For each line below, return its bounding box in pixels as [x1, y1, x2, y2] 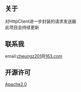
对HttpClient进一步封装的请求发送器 [5, 18, 77, 24]
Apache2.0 [5, 81, 27, 87]
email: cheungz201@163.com [5, 53, 63, 59]
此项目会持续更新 [5, 24, 39, 30]
